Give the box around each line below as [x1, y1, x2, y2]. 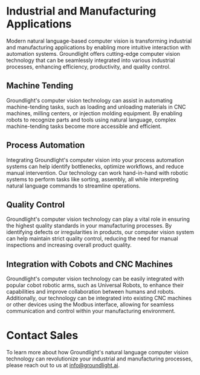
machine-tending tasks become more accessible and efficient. [6, 123, 162, 130]
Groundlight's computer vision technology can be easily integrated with [6, 275, 184, 283]
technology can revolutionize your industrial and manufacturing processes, [6, 355, 193, 362]
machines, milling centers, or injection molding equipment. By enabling [6, 109, 182, 117]
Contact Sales [6, 329, 79, 342]
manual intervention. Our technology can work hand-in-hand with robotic [6, 169, 189, 177]
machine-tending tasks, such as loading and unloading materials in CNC [6, 103, 186, 110]
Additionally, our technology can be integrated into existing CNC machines [6, 294, 192, 302]
